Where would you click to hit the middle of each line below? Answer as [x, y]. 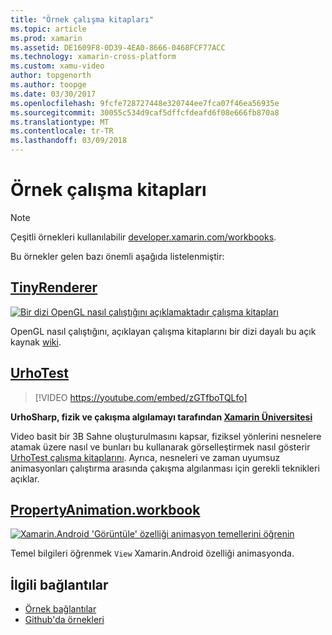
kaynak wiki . [36, 342]
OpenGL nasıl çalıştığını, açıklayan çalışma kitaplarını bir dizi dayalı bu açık [163, 331]
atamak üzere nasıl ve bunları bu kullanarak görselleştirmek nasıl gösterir [160, 447]
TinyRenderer [54, 287]
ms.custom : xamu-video [57, 66]
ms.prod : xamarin [46, 38]
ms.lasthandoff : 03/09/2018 [69, 141]
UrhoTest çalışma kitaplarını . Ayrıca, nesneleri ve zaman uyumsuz [145, 457]
